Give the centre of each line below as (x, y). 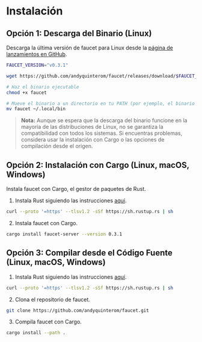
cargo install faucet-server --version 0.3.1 (64, 234)
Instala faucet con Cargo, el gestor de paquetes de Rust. (76, 189)
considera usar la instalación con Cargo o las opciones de (93, 140)
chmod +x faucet (26, 92)
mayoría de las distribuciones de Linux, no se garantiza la (92, 127)
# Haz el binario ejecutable (43, 87)
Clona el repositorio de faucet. (52, 299)
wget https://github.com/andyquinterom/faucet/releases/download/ (91, 76)
